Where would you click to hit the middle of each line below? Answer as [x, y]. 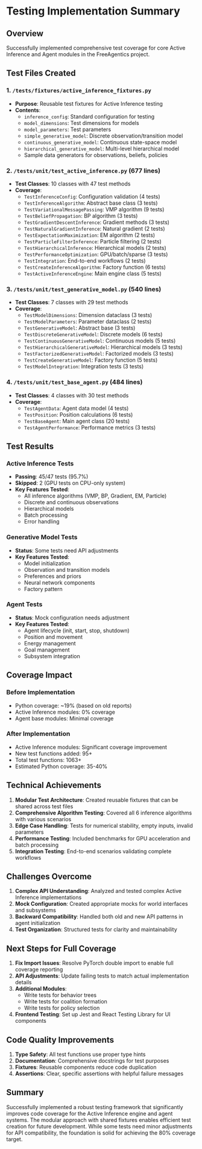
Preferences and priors [52, 576]
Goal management [47, 650]
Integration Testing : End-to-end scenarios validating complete [93, 851]
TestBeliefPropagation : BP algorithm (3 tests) [81, 216]
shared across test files [44, 806]
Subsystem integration [52, 656]
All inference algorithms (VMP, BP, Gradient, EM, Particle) [95, 496]
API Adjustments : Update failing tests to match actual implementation [102, 976]
